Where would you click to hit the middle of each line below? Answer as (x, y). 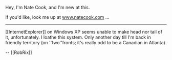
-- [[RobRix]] (19, 52)
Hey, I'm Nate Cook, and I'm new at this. (48, 7)
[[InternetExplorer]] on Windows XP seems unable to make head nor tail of (84, 32)
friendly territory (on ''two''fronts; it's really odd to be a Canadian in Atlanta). (86, 42)
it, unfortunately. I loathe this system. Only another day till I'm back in (78, 37)
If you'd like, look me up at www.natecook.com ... (57, 17)
